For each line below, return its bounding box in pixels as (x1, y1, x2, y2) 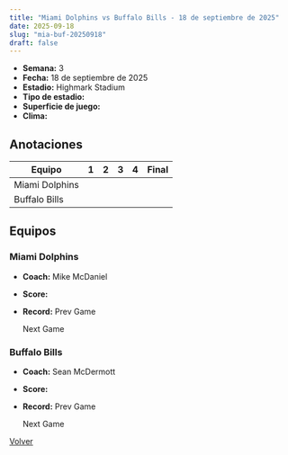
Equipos (9, 224, 57, 239)
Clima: (22, 111, 48, 121)
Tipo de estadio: (22, 92, 85, 103)
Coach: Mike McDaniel (22, 271, 108, 281)
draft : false (9, 38, 58, 48)
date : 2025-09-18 (9, 22, 75, 31)
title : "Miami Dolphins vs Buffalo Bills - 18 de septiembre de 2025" (9, 13, 280, 22)
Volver (9, 436, 33, 447)
